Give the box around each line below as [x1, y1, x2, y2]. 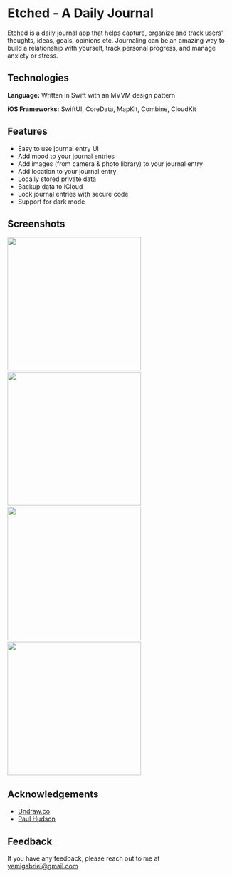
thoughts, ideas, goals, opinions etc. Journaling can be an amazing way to [7, 36, 226, 44]
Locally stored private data [17, 175, 97, 183]
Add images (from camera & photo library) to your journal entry [17, 159, 204, 168]
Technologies [7, 72, 70, 84]
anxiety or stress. [7, 51, 58, 60]
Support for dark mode [17, 197, 85, 206]
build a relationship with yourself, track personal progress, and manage [7, 43, 216, 52]
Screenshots [7, 217, 65, 229]
